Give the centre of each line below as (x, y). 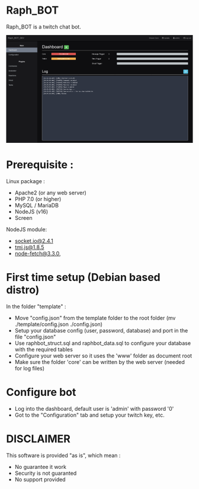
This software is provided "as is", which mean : (63, 455)
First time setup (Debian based (84, 278)
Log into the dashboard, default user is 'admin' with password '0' (94, 408)
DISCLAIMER (38, 439)
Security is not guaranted (46, 473)
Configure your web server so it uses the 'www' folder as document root (103, 356)
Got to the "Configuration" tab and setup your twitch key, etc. (89, 415)
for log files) (30, 368)
